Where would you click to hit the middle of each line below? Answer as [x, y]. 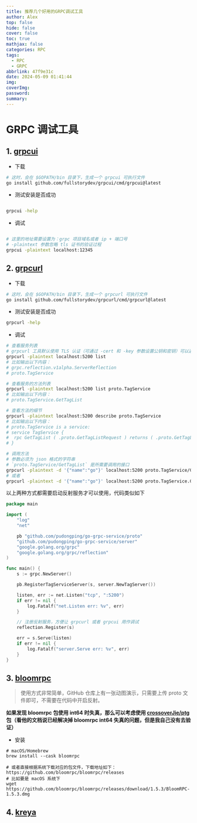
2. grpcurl [24, 268]
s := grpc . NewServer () [44, 574]
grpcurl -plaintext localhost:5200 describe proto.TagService [84, 416]
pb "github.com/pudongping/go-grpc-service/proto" [80, 536]
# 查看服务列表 [22, 346]
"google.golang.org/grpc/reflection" [63, 552]
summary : [17, 98]
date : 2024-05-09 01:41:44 [39, 77]
